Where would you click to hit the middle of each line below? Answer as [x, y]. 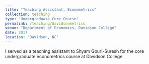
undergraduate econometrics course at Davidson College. [65, 56]
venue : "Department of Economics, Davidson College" [61, 28]
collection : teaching [28, 14]
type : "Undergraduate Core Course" [42, 19]
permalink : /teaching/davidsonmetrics [45, 23]
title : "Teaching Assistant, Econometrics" [51, 10]
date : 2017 [16, 32]
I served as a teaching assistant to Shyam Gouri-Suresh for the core [74, 51]
